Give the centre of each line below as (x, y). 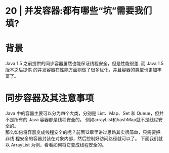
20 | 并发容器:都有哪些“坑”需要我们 (79, 11)
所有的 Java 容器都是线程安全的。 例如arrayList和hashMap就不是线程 (86, 120)
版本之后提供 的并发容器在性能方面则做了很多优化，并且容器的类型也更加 (81, 70)
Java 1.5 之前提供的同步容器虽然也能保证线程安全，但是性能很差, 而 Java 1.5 (85, 64)
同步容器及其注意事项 (50, 98)
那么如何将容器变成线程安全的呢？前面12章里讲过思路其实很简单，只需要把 (83, 132)
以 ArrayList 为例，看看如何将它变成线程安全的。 (56, 145)
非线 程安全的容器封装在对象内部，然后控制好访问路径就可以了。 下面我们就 (84, 139)
